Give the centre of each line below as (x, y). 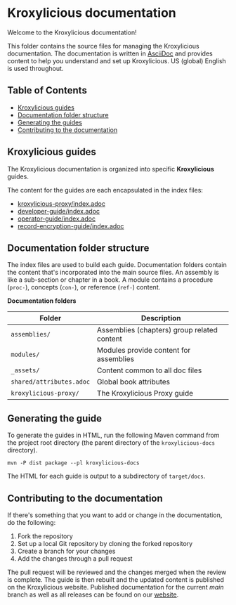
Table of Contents (47, 90)
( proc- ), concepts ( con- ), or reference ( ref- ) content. (84, 287)
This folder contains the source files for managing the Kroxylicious (104, 46)
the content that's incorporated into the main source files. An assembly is (113, 273)
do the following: (32, 522)
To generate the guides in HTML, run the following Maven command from (113, 435)
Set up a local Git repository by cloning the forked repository (105, 544)
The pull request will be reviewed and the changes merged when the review (117, 572)
